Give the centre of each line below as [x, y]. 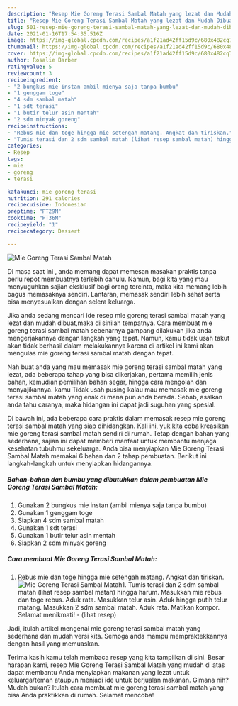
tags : [15, 159]
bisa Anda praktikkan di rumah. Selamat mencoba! [81, 695]
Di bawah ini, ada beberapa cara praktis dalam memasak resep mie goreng [117, 418]
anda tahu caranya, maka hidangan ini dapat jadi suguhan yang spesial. [112, 404]
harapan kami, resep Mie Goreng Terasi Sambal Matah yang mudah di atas [116, 665]
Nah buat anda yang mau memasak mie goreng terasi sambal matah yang [115, 367]
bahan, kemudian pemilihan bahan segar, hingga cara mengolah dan [107, 382]
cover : [17, 54]
